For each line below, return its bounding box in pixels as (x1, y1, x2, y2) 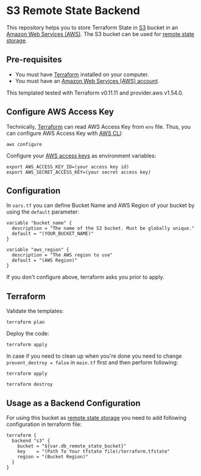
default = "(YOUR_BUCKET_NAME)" (12, 231, 94, 237)
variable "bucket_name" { (6, 220, 72, 226)
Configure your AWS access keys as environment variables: (6, 152, 157, 159)
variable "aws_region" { (6, 247, 69, 253)
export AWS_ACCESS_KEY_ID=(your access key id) (6, 164, 130, 170)
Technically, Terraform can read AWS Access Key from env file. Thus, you (6, 123, 191, 130)
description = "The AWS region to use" (12, 252, 113, 258)
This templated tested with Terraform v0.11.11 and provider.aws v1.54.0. (6, 89, 184, 96)
